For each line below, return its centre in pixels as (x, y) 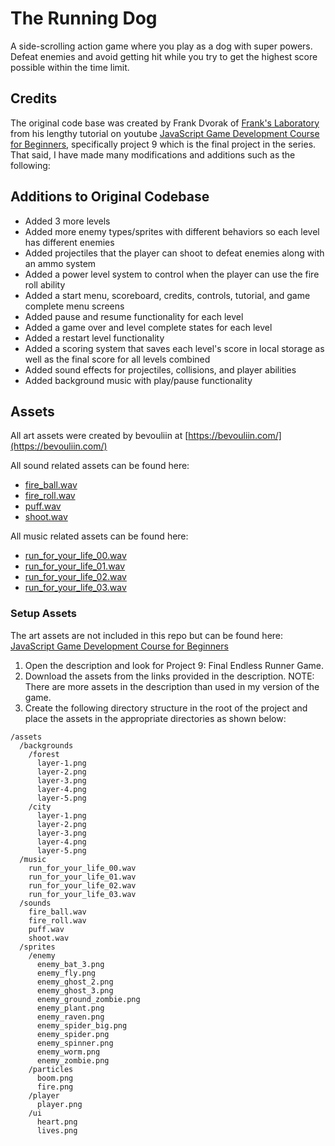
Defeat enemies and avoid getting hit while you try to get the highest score (164, 56)
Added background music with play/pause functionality (138, 380)
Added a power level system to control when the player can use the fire (172, 274)
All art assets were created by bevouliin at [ (99, 436)
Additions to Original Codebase (110, 197)
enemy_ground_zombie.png (88, 999)
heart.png (57, 1122)
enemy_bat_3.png (70, 964)
